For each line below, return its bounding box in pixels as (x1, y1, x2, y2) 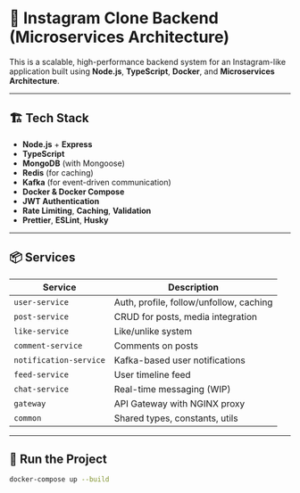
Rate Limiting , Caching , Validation (21, 205, 152, 216)
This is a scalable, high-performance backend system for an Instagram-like (9, 56, 287, 67)
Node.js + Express (21, 138, 93, 150)
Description (168, 281, 220, 293)
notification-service (13, 355, 105, 365)
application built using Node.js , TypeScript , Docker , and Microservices (9, 66, 275, 77)
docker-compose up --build (9, 475, 110, 484)
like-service (13, 325, 70, 336)
